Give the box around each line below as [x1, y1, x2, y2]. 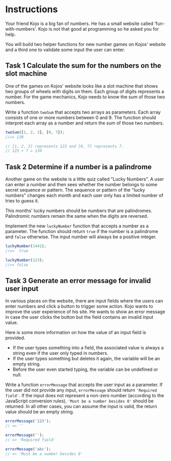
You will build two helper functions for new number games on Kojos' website [5, 41, 166, 47]
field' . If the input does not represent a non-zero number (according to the [5, 393, 164, 399]
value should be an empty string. [5, 409, 74, 415]
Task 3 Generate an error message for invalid [5, 276, 151, 285]
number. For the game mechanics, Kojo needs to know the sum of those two [5, 93, 165, 100]
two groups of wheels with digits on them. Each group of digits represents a [5, 88, 164, 94]
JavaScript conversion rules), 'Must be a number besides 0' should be [5, 398, 154, 404]
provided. [5, 335, 25, 341]
